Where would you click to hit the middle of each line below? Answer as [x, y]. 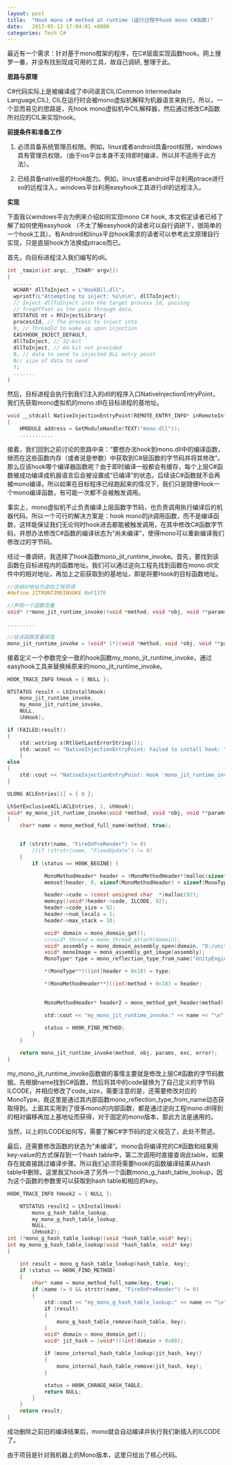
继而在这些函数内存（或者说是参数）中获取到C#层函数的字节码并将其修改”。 [116, 458]
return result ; [41, 1411]
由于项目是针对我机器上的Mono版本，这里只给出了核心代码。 [94, 1455]
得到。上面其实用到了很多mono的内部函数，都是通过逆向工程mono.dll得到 [118, 1108]
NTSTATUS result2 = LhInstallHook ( [71, 1206]
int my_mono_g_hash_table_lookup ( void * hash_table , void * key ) [100, 1245]
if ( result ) [61, 1309]
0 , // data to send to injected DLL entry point [85, 354]
